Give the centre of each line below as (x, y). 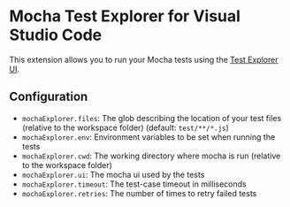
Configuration (49, 97)
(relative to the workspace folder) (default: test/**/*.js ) (126, 127)
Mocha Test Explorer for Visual (125, 16)
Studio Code (56, 35)
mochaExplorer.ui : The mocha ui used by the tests (113, 174)
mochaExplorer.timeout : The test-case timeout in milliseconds (134, 184)
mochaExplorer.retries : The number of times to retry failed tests (139, 193)
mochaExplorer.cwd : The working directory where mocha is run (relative (151, 156)
